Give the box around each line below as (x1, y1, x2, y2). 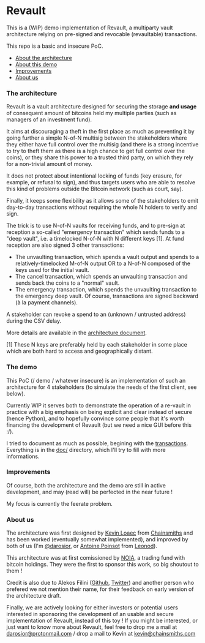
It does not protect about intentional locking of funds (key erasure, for (6, 172, 182, 179)
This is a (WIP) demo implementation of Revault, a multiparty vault (6, 24, 173, 31)
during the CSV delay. (6, 317, 62, 325)
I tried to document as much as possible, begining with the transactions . (6, 439, 188, 447)
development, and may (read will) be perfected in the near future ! (6, 488, 173, 495)
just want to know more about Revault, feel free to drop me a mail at (6, 623, 177, 631)
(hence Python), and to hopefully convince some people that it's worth (6, 415, 185, 422)
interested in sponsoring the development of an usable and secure (6, 611, 174, 618)
